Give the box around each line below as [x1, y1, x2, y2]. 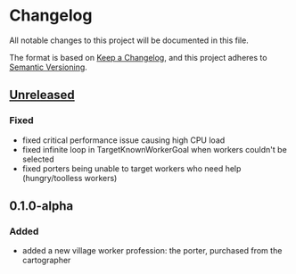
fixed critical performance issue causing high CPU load [21, 135, 226, 145]
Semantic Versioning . [9, 62, 87, 72]
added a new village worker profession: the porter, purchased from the [21, 245, 283, 256]
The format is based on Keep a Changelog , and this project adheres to [9, 52, 267, 62]
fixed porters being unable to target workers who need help [21, 162, 242, 174]
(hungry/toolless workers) [21, 172, 118, 183]
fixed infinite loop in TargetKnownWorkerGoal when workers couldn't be [21, 144, 287, 154]
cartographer [21, 255, 71, 266]
